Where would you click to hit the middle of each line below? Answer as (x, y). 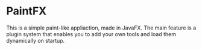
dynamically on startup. (36, 40)
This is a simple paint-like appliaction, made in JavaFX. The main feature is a (101, 28)
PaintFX (27, 11)
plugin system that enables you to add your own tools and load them (91, 34)
